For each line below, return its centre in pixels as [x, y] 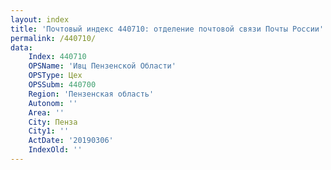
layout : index [40, 19]
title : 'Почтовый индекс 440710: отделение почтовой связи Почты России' [167, 29]
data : [21, 47]
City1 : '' [49, 131]
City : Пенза [53, 122]
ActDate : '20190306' [71, 141]
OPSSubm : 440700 [62, 85]
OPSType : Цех [55, 76]
